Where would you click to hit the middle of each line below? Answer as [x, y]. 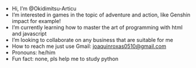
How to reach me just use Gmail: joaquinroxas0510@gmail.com [89, 46]
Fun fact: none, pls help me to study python [65, 59]
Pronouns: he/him [34, 52]
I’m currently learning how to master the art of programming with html [97, 27]
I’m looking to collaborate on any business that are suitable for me [92, 40]
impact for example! [36, 21]
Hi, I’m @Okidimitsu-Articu [44, 9]
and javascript [29, 34]
